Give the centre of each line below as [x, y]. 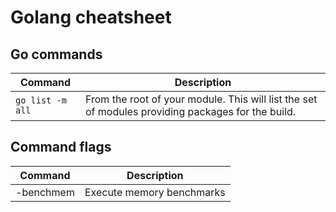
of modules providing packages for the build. [191, 111]
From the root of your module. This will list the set [201, 99]
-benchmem [45, 192]
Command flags [61, 147]
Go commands [56, 54]
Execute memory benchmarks [155, 192]
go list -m [41, 100]
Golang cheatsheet [91, 17]
